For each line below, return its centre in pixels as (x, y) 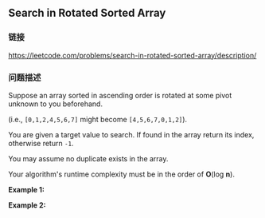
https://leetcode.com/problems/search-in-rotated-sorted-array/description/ (132, 55)
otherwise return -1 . (41, 143)
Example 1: (27, 189)
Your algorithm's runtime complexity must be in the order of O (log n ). (121, 174)
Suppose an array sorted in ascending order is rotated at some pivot (120, 95)
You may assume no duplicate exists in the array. (88, 158)
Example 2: (27, 205)
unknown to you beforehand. (56, 104)
